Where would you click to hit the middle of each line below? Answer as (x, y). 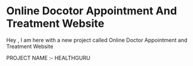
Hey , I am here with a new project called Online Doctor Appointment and (97, 40)
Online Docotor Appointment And (92, 11)
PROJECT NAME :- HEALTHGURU (48, 58)
